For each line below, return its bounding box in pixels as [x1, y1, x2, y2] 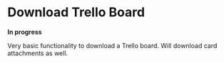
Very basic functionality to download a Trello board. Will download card [7, 41, 218, 50]
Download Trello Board [7, 4, 145, 21]
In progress [7, 28, 42, 36]
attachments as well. [7, 49, 68, 57]
